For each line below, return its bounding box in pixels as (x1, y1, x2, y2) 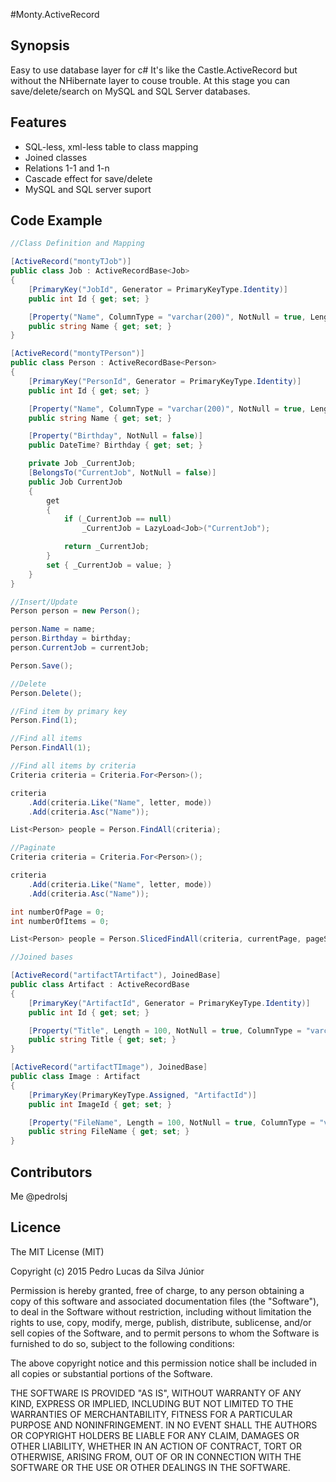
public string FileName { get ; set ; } (28, 1127, 190, 1137)
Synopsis (10, 37, 70, 54)
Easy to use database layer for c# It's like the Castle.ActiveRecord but (10, 64, 298, 76)
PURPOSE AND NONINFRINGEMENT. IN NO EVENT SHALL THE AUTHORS (10, 1419, 318, 1431)
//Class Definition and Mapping (10, 239, 145, 249)
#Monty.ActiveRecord (10, 9, 100, 20)
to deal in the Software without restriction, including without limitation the (10, 1305, 312, 1318)
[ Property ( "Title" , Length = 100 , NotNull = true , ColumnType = (28, 1025, 302, 1036)
